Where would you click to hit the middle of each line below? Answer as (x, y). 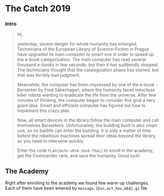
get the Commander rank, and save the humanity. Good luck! (79, 156)
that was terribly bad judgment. (49, 75)
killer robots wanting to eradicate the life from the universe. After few (87, 95)
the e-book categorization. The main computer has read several (82, 60)
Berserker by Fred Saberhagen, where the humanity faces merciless (86, 90)
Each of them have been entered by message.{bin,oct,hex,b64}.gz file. (77, 188)
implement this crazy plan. (44, 111)
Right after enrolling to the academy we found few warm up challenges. (77, 183)
